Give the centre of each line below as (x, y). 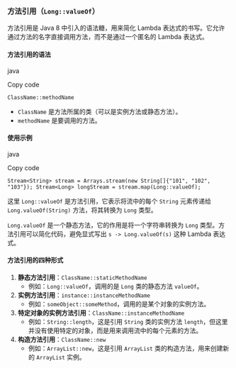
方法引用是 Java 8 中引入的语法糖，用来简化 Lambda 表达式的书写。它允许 (116, 28)
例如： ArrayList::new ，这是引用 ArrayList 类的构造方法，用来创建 (125, 348)
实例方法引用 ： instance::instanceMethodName (84, 295)
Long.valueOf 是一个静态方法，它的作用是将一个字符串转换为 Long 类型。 (113, 225)
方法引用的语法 (29, 54)
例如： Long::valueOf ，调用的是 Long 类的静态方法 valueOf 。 (116, 286)
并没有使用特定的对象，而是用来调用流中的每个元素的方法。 (115, 330)
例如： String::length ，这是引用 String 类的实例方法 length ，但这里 (128, 321)
